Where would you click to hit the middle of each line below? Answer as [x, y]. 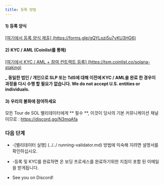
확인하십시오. [25, 151]
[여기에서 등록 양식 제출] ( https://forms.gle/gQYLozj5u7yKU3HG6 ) [71, 38]
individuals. [17, 90]
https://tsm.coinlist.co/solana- [120, 62]
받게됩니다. [28, 167]
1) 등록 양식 [16, 26]
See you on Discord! [33, 177]
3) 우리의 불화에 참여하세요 [31, 101]
